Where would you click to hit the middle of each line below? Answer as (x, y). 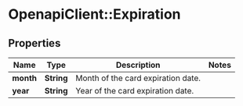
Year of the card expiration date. (135, 91)
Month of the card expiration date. (138, 78)
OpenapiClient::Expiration (94, 14)
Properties (34, 43)
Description (138, 65)
